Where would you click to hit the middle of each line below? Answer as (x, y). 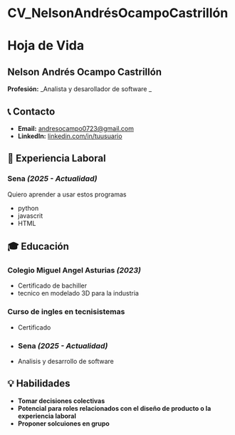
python (28, 208)
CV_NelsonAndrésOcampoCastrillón (118, 13)
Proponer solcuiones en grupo (64, 423)
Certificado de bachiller (52, 285)
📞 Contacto (31, 111)
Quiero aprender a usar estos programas (67, 194)
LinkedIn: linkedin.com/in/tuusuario (70, 136)
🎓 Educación (38, 247)
